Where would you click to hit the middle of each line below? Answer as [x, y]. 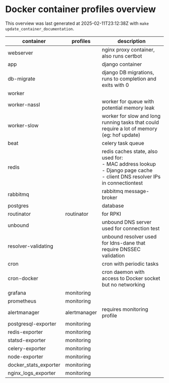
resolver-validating [31, 246]
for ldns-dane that [124, 243]
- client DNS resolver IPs [131, 176]
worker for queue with [128, 101]
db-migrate [22, 78]
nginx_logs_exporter [32, 373]
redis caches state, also [130, 151]
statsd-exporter [27, 340]
